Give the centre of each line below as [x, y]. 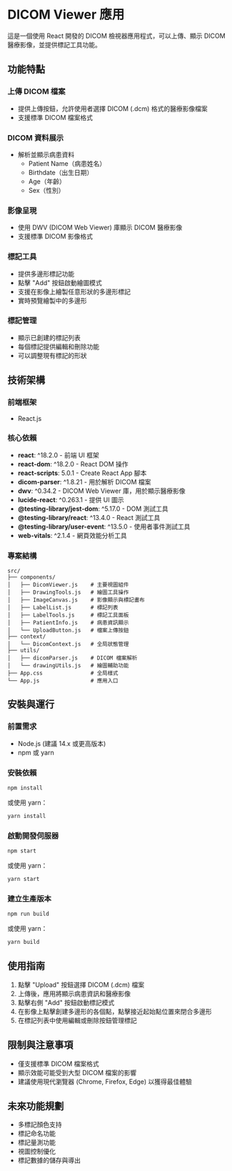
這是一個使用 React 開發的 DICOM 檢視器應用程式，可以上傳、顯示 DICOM [117, 36]
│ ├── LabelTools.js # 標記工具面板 [68, 615]
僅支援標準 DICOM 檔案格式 [59, 1063]
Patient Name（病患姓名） [67, 163]
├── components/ [31, 577]
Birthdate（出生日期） [61, 172]
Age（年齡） [47, 181]
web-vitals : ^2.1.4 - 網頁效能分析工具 [72, 535]
